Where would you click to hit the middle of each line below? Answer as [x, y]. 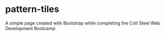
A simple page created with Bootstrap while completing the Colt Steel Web [83, 23]
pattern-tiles [32, 9]
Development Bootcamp [30, 28]
